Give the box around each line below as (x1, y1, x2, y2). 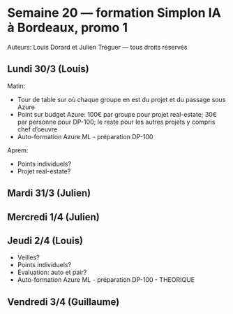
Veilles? (17, 253, 40, 262)
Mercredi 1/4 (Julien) (7, 211, 100, 223)
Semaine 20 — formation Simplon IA (7, 5, 221, 21)
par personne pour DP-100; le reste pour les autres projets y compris (17, 117, 216, 126)
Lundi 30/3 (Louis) (7, 63, 89, 75)
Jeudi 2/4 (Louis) (7, 234, 84, 246)
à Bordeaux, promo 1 (7, 20, 128, 36)
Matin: (7, 82, 26, 90)
